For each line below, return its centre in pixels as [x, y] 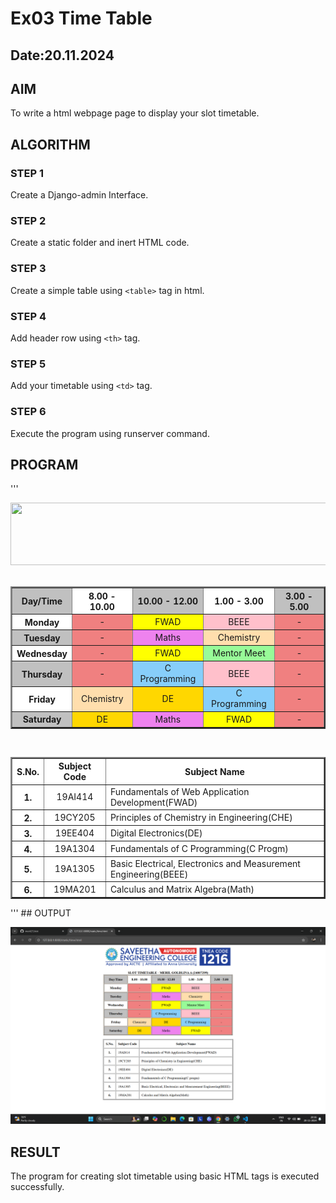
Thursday [42, 674]
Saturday [42, 719]
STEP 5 [28, 364]
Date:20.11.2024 [62, 55]
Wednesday [42, 653]
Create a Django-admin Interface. [79, 195]
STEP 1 [27, 173]
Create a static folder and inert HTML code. [100, 243]
